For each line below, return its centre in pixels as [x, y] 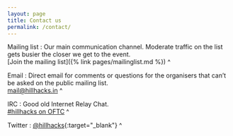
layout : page [27, 14]
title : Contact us [34, 20]
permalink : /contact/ [39, 27]
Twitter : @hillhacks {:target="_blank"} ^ [65, 125]
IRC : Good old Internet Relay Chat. [58, 104]
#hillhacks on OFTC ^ [38, 112]
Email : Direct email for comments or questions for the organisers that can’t [117, 75]
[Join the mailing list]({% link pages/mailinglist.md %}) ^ [89, 62]
